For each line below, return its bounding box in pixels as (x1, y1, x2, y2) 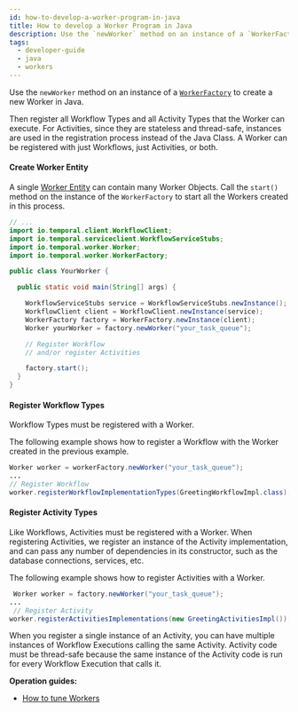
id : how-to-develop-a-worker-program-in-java (9, 12, 180, 22)
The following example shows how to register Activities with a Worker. (9, 572, 266, 582)
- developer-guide (17, 46, 86, 55)
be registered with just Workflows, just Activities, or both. (9, 141, 219, 152)
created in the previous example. (9, 446, 129, 457)
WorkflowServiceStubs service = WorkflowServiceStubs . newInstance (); (25, 299, 288, 308)
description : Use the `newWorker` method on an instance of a (9, 29, 244, 38)
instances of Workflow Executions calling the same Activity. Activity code (9, 640, 278, 651)
